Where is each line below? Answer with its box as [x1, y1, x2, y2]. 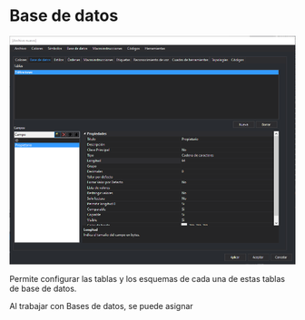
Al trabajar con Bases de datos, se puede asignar [9, 300, 193, 311]
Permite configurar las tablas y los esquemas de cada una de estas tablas [9, 273, 286, 284]
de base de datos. [9, 283, 77, 294]
